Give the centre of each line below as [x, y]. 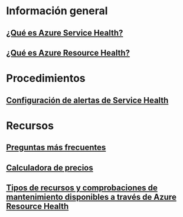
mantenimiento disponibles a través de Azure [91, 197]
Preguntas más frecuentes [56, 147]
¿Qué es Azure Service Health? [65, 33]
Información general [57, 11]
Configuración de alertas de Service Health [87, 100]
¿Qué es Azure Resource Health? [68, 52]
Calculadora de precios [50, 167]
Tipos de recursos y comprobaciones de [82, 188]
